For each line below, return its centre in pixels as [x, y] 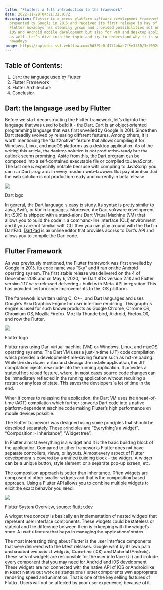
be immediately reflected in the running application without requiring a [75, 378]
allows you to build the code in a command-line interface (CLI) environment [81, 220]
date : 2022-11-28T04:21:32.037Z [38, 14]
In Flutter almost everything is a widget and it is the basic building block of [79, 443]
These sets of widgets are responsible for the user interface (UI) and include [81, 557]
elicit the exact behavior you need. [40, 488]
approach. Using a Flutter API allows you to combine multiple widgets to [77, 483]
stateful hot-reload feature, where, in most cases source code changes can [81, 373]
